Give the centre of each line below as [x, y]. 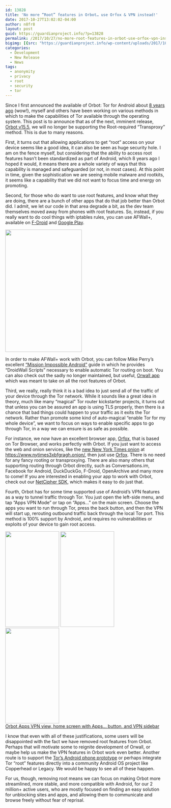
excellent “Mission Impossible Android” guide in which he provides [75, 364]
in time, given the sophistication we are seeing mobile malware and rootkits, [85, 174]
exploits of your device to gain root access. [50, 524]
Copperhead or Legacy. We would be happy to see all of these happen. [80, 768]
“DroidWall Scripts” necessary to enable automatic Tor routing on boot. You [84, 370]
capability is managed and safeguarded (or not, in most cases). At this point [85, 169]
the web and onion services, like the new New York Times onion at [75, 449]
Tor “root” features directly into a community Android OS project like [77, 763]
